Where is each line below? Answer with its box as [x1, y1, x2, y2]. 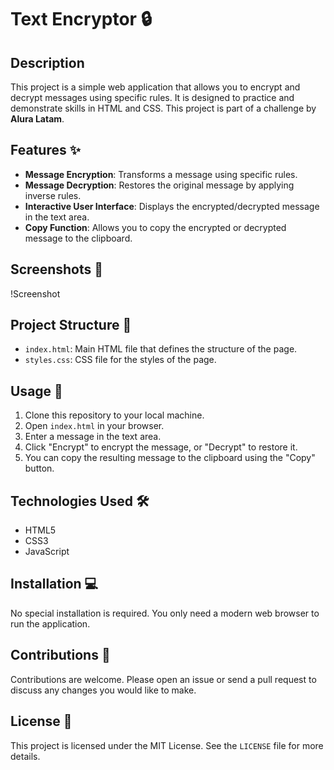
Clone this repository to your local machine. [24, 409, 205, 421]
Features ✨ [10, 142, 81, 159]
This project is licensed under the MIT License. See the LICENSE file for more [10, 739, 324, 751]
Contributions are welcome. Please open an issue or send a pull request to [10, 673, 317, 685]
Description [10, 54, 85, 71]
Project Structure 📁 [10, 317, 132, 334]
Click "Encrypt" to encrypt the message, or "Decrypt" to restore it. [24, 441, 298, 453]
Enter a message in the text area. [24, 431, 162, 443]
